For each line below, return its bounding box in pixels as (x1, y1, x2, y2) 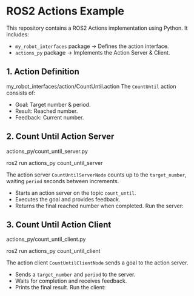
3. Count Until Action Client (6, 220, 112, 230)
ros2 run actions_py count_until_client (6, 247, 101, 255)
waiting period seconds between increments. (6, 177, 119, 184)
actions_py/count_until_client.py (6, 235, 86, 243)
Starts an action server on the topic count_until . (15, 189, 136, 197)
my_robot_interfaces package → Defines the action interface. (15, 42, 169, 50)
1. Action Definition (6, 67, 80, 77)
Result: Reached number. (15, 107, 78, 115)
